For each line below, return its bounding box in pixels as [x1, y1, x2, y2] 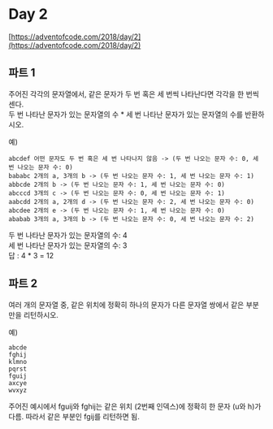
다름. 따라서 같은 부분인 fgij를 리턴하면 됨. [8, 411, 140, 421]
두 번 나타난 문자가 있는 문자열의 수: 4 [8, 230, 128, 240]
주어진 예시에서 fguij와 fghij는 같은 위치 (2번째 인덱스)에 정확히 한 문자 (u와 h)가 [8, 401, 262, 411]
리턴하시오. [23, 310, 59, 319]
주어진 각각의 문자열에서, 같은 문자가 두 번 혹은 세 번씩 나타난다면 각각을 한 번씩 [8, 89, 260, 98]
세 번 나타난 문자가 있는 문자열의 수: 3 [8, 240, 128, 250]
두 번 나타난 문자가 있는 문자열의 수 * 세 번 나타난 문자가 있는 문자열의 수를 [8, 109, 244, 119]
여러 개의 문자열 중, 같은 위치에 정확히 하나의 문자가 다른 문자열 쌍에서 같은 [8, 300, 245, 310]
